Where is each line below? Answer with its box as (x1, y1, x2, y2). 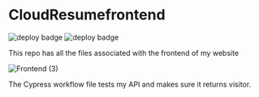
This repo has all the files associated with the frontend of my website (8, 48, 240, 57)
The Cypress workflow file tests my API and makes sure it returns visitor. (8, 79, 252, 89)
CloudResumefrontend (8, 6, 166, 24)
